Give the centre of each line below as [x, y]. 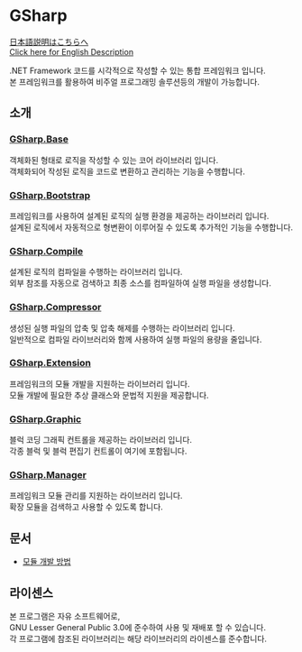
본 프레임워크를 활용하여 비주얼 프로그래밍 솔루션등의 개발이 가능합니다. [134, 81]
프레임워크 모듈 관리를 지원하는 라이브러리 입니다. [96, 496]
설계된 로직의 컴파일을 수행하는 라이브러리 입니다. [96, 272]
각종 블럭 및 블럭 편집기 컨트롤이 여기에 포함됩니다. [98, 451]
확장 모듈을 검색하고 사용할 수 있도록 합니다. [87, 507]
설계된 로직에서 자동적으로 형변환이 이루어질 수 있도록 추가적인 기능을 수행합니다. [151, 227]
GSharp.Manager [48, 475]
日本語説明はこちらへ [49, 41]
